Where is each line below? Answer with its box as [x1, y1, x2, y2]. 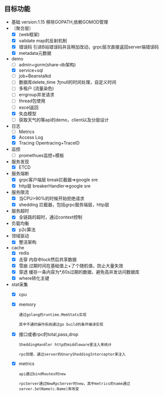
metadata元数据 [18, 50, 52, 56]
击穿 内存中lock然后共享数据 [18, 256, 77, 262]
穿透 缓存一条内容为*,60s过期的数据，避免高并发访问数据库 [18, 269, 140, 275]
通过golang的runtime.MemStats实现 [18, 312, 87, 317]
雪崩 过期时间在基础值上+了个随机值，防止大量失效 [18, 262, 123, 268]
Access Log [18, 134, 44, 140]
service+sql [18, 67, 43, 73]
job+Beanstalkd [18, 73, 51, 79]
